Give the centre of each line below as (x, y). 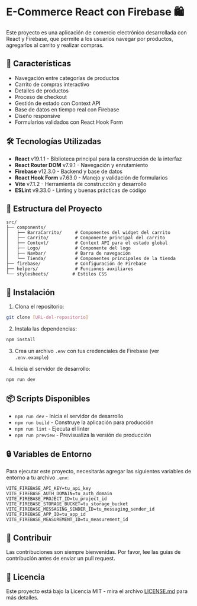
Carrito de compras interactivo (52, 84)
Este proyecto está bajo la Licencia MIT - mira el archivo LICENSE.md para (97, 591)
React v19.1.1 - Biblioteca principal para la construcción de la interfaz (98, 159)
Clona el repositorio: (39, 307)
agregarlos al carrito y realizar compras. (55, 45)
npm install (21, 340)
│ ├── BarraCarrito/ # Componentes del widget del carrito (88, 233)
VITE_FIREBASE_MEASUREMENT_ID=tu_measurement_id (67, 520)
